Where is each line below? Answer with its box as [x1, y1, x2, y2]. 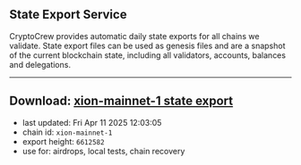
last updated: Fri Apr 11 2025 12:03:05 [21, 117, 162, 128]
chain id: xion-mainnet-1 [21, 127, 113, 137]
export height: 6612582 [21, 136, 105, 146]
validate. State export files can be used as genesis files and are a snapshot [9, 40, 286, 51]
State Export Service [9, 7, 127, 22]
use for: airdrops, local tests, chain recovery [21, 145, 185, 156]
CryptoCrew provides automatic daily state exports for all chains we [9, 30, 260, 41]
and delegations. [9, 59, 72, 70]
